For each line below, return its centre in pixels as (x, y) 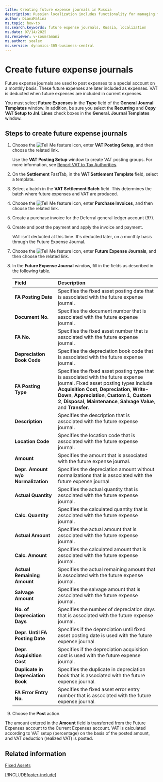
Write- (141, 390)
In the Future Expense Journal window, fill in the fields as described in (83, 266)
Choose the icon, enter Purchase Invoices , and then (82, 203)
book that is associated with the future (102, 676)
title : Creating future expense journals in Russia (58, 9)
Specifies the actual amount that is (97, 529)
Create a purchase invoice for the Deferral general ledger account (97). (83, 218)
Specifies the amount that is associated (103, 456)
